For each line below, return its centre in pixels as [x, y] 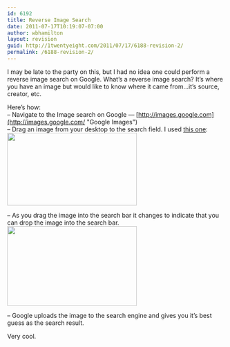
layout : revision [32, 39]
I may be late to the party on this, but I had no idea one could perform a [109, 72]
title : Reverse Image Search [49, 20]
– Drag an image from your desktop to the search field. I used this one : [108, 129]
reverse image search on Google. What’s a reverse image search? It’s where [115, 79]
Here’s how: [24, 107]
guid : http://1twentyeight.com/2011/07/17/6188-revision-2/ [96, 46]
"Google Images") [112, 122]
